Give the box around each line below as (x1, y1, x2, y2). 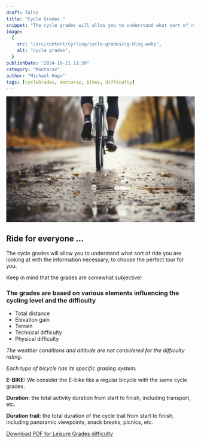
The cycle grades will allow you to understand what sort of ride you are (6, 249, 182, 256)
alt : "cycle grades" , (17, 48, 71, 54)
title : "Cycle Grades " (6, 16, 66, 22)
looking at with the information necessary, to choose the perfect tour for (6, 256, 184, 263)
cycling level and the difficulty (6, 296, 96, 304)
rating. (6, 353, 23, 360)
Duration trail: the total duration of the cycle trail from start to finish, (6, 413, 175, 420)
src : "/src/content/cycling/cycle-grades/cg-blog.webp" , (17, 41, 162, 47)
